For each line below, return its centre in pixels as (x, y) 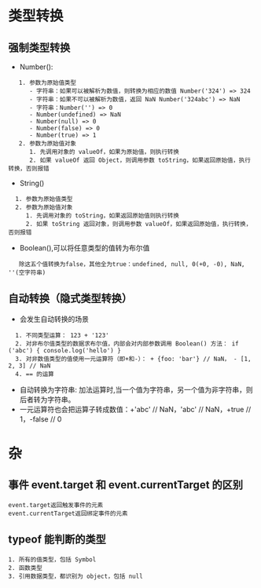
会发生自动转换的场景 (54, 319)
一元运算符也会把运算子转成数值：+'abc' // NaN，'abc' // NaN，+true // (135, 409)
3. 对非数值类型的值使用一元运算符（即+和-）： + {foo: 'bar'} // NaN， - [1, (133, 359)
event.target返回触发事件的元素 (56, 505)
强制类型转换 (39, 47)
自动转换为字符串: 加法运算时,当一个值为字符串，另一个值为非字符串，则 (136, 389)
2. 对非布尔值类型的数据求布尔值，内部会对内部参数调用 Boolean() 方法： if (127, 343)
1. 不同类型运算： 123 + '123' (62, 335)
